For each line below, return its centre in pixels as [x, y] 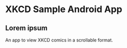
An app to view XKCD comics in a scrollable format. [59, 40]
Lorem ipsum [26, 28]
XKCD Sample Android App [64, 9]
